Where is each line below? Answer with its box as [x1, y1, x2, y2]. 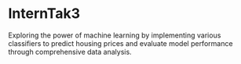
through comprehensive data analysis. [8, 47, 132, 56]
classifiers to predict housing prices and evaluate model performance [8, 38, 233, 48]
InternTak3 [8, 5, 81, 23]
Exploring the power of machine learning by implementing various [8, 30, 221, 40]
